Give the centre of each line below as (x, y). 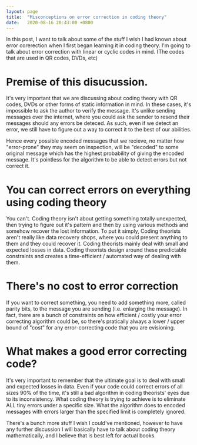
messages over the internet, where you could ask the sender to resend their (98, 117)
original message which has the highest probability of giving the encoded (95, 153)
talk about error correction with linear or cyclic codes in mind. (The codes (95, 52)
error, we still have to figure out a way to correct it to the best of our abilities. (99, 130)
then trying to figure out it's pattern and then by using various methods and (97, 225)
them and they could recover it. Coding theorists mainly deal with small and (97, 244)
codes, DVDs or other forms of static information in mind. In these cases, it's (99, 104)
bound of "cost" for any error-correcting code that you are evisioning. (91, 328)
